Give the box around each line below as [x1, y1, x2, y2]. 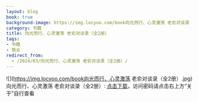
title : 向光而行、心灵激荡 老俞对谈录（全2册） [6, 31, 109, 37]
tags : [6, 36, 20, 42]
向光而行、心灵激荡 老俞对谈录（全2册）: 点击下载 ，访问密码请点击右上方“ [6, 82, 187, 89]
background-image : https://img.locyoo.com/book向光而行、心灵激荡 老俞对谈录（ [6, 19, 194, 25]
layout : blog [6, 8, 38, 15]
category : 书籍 [6, 25, 42, 31]
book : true [6, 14, 33, 20]
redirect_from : [6, 52, 44, 58]
